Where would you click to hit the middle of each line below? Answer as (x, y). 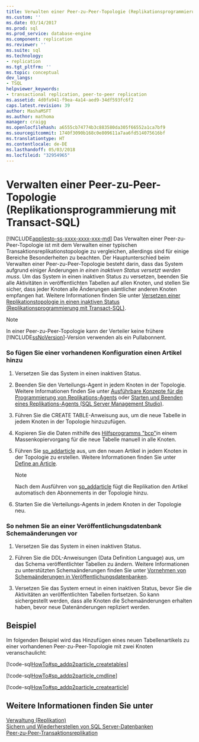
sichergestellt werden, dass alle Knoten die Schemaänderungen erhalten (103, 601)
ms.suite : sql (24, 50)
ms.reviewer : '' (26, 45)
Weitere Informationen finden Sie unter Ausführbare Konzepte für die (99, 391)
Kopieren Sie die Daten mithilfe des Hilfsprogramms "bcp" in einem (96, 433)
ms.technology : (25, 56)
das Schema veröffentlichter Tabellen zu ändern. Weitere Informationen (102, 564)
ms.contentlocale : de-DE (37, 144)
